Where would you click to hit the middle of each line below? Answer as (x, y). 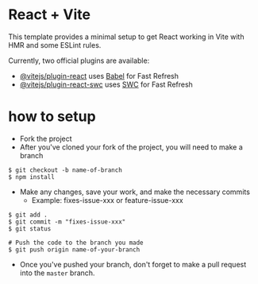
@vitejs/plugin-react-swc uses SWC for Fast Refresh (106, 84)
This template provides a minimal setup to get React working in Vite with (126, 37)
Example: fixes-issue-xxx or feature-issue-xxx (108, 200)
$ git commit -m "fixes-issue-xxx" (67, 222)
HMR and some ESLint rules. (55, 45)
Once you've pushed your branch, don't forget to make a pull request (133, 264)
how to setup (52, 117)
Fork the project (46, 138)
